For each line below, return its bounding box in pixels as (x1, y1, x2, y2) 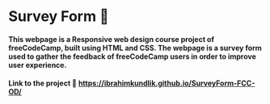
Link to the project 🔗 (8, 78, 78, 88)
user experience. (8, 60, 67, 69)
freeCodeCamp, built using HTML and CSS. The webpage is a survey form (8, 43, 263, 52)
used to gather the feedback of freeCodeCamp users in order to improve (8, 52, 256, 61)
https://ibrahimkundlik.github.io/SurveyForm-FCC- (78, 78, 255, 88)
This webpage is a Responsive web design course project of (8, 34, 214, 44)
